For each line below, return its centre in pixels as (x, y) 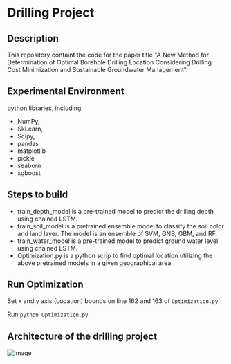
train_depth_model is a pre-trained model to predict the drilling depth (115, 211)
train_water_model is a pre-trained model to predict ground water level (118, 241)
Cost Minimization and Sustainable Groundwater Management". (98, 70)
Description (33, 38)
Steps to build (37, 195)
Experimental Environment (66, 91)
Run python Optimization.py (48, 315)
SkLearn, (30, 129)
